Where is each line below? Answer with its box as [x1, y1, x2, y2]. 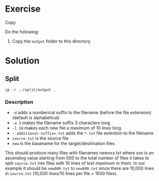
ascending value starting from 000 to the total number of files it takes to [5, 155, 149, 161]
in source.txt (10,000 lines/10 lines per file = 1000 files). [5, 171, 118, 177]
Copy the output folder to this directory [12, 38, 91, 44]
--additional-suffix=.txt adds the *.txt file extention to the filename [12, 130, 154, 136]
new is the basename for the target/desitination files [12, 141, 115, 147]
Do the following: [5, 29, 39, 34]
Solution [5, 55, 40, 66]
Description [5, 99, 34, 105]
